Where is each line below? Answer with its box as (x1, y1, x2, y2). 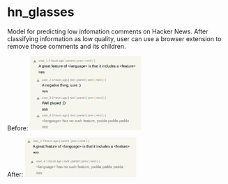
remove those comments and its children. (7, 42, 127, 50)
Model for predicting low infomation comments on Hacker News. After (7, 27, 208, 36)
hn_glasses (7, 4, 75, 20)
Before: (7, 123, 29, 132)
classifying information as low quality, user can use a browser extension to (7, 34, 222, 43)
